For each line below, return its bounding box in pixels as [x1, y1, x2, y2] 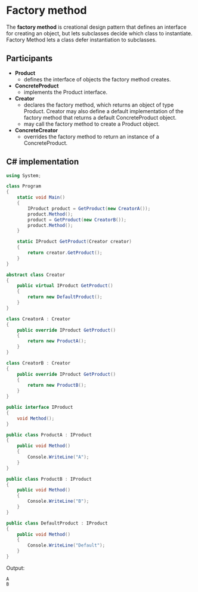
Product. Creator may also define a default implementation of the [23, 107, 184, 114]
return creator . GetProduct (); [27, 250, 103, 256]
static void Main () [17, 195, 66, 201]
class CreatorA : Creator [6, 315, 70, 322]
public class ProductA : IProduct [6, 432, 92, 438]
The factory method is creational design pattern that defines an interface [6, 23, 187, 31]
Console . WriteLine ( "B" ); [27, 498, 89, 505]
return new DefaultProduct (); [27, 294, 103, 300]
